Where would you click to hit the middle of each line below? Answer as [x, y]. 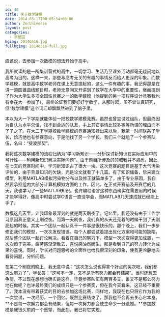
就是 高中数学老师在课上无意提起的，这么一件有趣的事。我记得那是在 [91, 84]
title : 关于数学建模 [24, 14]
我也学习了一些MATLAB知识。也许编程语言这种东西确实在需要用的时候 [85, 190]
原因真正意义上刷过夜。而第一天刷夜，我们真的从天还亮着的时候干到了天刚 [84, 219]
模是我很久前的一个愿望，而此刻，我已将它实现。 [55, 310]
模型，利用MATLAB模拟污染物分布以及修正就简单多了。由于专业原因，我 [78, 178]
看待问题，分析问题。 [27, 256]
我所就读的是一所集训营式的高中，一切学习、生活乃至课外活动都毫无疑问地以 [82, 71]
